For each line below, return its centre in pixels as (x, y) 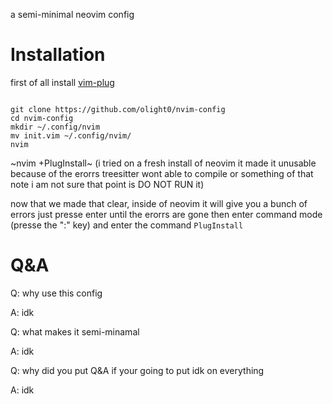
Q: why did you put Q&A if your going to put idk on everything (137, 370)
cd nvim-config (42, 118)
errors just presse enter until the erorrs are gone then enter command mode (166, 214)
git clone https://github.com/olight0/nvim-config (118, 109)
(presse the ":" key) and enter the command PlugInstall (127, 225)
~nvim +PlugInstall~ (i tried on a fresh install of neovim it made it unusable (163, 163)
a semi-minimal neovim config (72, 14)
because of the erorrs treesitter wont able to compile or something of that (162, 173)
